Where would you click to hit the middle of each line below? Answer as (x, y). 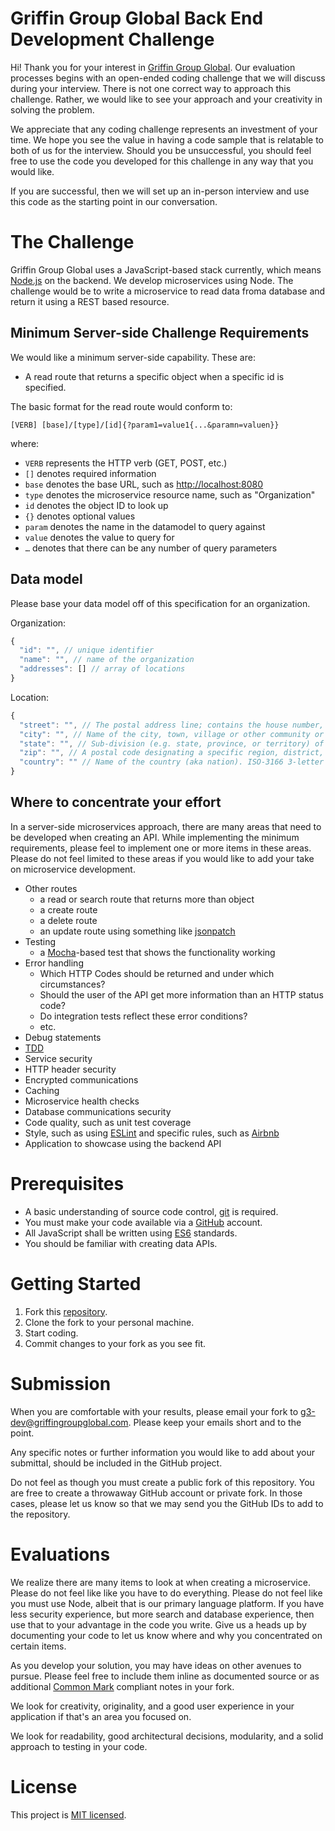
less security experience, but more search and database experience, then (162, 1614)
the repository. (40, 1514)
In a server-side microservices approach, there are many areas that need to (166, 826)
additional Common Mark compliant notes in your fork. (122, 1686)
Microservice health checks (82, 1101)
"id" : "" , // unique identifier (87, 650)
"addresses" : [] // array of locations (102, 669)
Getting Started (76, 1283)
